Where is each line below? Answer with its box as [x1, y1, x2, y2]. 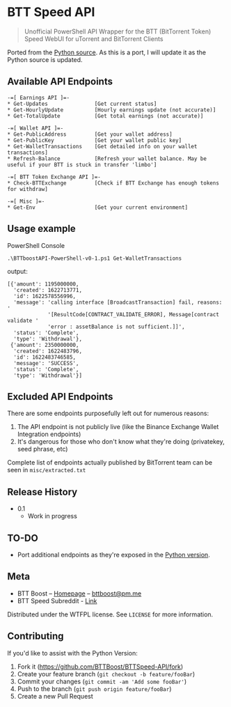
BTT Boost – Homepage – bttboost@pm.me [17, 589, 142, 598]
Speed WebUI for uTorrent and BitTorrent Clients [24, 34, 164, 42]
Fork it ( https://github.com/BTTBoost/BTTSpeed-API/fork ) [17, 662, 184, 671]
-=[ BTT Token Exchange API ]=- [7, 173, 101, 180]
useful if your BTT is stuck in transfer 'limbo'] [7, 161, 157, 168]
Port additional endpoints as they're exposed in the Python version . [17, 551, 210, 559]
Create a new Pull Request [17, 692, 94, 700]
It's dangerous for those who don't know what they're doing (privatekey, [17, 437, 225, 446]
